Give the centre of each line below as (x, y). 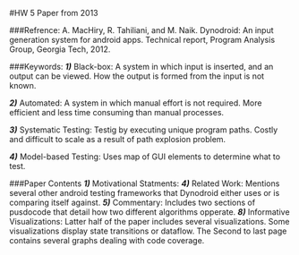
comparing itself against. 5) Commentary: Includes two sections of (132, 202)
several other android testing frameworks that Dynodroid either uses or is (145, 193)
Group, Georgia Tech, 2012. (60, 49)
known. (23, 85)
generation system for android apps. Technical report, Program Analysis (142, 40)
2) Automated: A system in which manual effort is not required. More (136, 103)
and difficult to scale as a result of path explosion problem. (118, 139)
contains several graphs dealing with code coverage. (107, 240)
